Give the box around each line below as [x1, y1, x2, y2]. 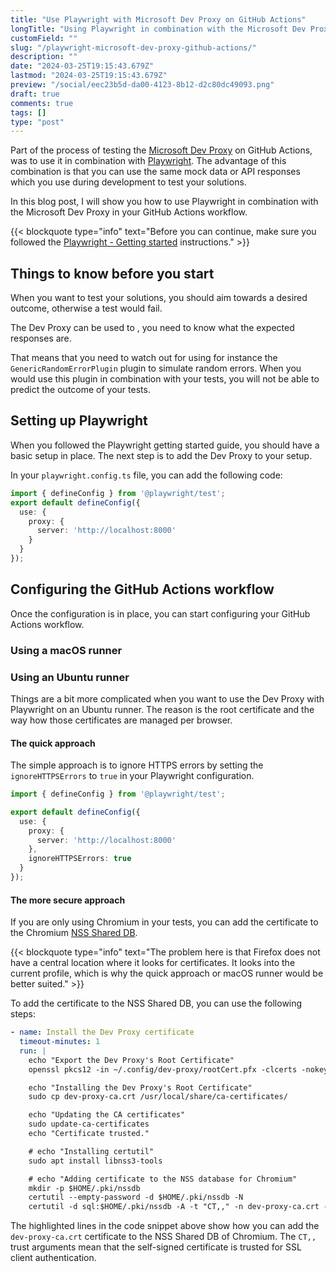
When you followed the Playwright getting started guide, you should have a [10, 439, 320, 451]
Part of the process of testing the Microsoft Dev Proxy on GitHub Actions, [10, 144, 313, 156]
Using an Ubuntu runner [10, 670, 130, 684]
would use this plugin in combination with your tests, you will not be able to [10, 373, 320, 385]
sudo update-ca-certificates [28, 1119, 150, 1130]
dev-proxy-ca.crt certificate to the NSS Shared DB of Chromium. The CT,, [10, 1231, 317, 1243]
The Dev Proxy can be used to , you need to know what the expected [10, 322, 295, 334]
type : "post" [10, 117, 65, 127]
